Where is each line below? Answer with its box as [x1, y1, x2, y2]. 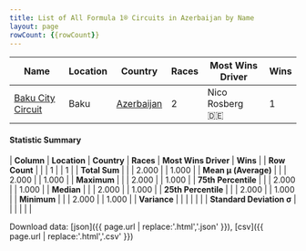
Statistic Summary [9, 134, 82, 145]
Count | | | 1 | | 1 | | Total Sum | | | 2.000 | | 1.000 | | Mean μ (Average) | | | [9, 164, 287, 175]
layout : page [9, 22, 59, 31]
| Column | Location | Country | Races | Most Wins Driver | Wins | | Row [9, 154, 286, 165]
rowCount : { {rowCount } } [9, 30, 100, 39]
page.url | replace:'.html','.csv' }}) [9, 230, 134, 242]
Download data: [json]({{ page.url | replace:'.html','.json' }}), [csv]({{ [9, 221, 264, 232]
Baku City [14, 92, 56, 105]
